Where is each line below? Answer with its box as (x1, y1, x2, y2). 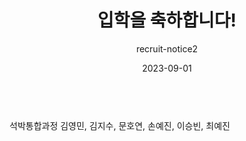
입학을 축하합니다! (97, 9, 237, 32)
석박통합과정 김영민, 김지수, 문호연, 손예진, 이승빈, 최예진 (9, 119, 231, 131)
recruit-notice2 (135, 42, 199, 55)
